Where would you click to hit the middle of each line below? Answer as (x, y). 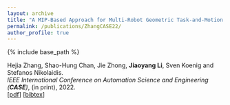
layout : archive (30, 13)
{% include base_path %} (43, 52)
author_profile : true (38, 33)
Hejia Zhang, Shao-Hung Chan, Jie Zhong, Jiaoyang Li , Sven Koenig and (111, 65)
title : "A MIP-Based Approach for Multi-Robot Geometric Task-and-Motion (115, 20)
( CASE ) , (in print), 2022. (41, 87)
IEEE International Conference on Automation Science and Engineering (108, 80)
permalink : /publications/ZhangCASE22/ (64, 26)
